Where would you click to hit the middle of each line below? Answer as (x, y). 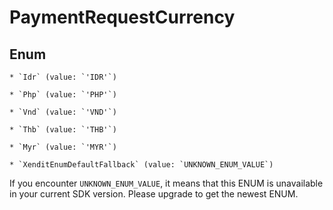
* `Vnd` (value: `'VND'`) (63, 112)
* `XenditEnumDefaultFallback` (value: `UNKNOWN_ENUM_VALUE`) (141, 165)
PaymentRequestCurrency (122, 17)
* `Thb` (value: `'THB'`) (63, 130)
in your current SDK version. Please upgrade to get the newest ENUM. (154, 194)
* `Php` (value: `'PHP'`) (63, 95)
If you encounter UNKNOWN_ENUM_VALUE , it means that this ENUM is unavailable (166, 183)
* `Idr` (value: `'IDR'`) (63, 77)
